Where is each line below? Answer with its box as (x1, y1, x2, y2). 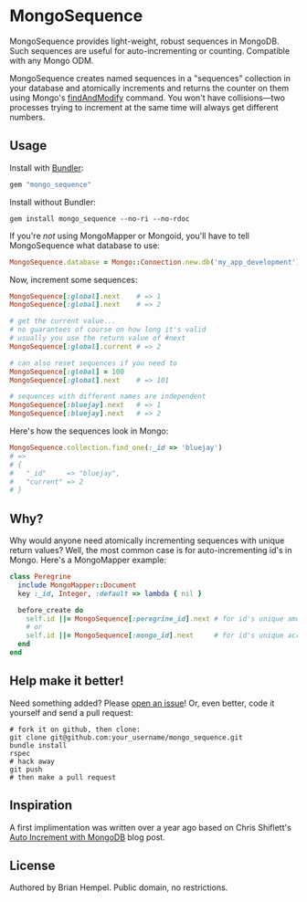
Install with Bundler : (9, 162, 84, 173)
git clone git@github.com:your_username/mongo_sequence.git (9, 732, 244, 742)
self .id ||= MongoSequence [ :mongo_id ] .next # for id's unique (26, 631, 284, 640)
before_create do (17, 605, 84, 614)
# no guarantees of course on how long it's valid (9, 325, 206, 334)
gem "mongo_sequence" (9, 180, 92, 189)
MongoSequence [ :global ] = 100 (9, 367, 125, 376)
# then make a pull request (9, 772, 117, 781)
